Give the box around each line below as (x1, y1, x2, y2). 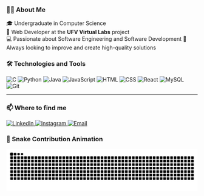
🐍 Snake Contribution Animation (6, 135, 103, 143)
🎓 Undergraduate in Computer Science (6, 19, 106, 27)
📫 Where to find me (6, 103, 67, 112)
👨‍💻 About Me (6, 5, 46, 14)
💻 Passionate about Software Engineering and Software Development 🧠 (6, 35, 187, 43)
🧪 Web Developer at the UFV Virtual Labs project (6, 29, 130, 36)
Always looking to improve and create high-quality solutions (6, 44, 157, 51)
